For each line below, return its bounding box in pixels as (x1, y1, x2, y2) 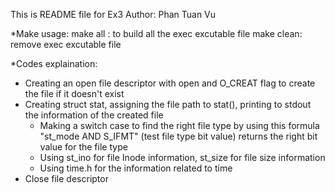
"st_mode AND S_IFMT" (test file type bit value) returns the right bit (39, 130, 318, 142)
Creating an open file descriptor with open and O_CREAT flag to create (24, 77, 316, 89)
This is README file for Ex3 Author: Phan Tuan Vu (10, 9, 217, 20)
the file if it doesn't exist (24, 88, 125, 99)
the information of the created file (24, 109, 164, 121)
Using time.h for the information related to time (39, 162, 233, 174)
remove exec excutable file (10, 39, 122, 50)
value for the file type (39, 141, 128, 153)
